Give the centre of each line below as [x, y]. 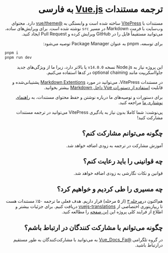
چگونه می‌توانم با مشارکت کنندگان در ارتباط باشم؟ [94, 228]
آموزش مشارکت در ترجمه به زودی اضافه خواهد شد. [114, 145]
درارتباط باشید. [149, 245]
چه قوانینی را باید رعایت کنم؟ [123, 161]
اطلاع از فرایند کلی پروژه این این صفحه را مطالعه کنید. [112, 212]
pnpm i [12, 53]
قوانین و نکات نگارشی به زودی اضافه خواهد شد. [118, 173]
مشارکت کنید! [150, 117]
